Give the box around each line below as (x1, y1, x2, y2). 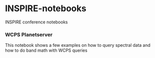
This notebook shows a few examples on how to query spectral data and (5, 42, 151, 48)
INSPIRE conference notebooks (5, 19, 68, 25)
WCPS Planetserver (5, 31, 52, 38)
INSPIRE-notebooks (5, 3, 86, 14)
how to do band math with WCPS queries (5, 47, 87, 54)
